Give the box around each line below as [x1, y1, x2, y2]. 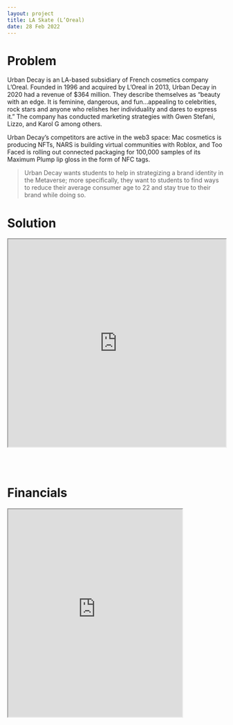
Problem [7, 53, 57, 69]
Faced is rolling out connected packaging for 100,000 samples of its [7, 148, 201, 156]
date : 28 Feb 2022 [7, 23, 60, 30]
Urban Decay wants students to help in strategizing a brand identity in [24, 169, 224, 177]
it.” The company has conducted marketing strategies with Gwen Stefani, [7, 112, 216, 121]
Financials [7, 485, 68, 501]
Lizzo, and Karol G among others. [7, 120, 102, 128]
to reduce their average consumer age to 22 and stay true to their [24, 184, 211, 192]
